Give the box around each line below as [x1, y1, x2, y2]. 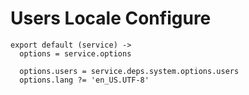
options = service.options [19, 48, 132, 59]
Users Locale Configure [10, 7, 212, 30]
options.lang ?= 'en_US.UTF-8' [19, 75, 150, 85]
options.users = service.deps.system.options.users [19, 66, 240, 76]
